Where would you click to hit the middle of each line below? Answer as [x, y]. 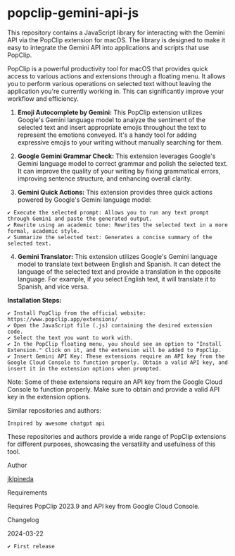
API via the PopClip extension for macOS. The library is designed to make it [116, 40]
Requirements [27, 492]
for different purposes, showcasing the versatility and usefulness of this [112, 444]
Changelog [23, 519]
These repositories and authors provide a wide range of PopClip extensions [117, 436]
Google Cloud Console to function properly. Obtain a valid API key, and [118, 362]
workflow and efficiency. [43, 98]
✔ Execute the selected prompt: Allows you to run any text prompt [108, 212]
